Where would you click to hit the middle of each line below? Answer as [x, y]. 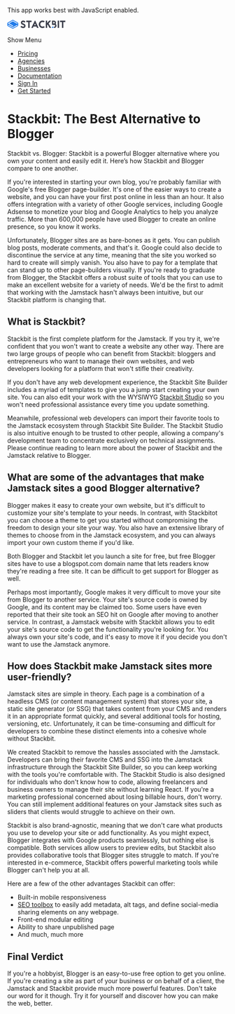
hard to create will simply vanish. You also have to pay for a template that [113, 262]
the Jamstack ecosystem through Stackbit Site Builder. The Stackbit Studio [115, 425]
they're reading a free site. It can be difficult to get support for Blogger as [113, 571]
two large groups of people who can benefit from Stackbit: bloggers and [112, 353]
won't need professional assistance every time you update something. [108, 404]
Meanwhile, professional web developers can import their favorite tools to [114, 418]
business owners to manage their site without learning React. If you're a [111, 790]
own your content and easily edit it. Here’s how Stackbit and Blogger [106, 161]
